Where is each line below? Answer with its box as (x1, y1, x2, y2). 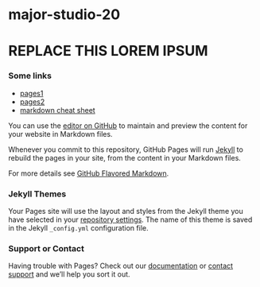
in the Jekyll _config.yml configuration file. (8, 223, 149, 232)
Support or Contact (8, 242, 85, 254)
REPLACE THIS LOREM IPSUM (8, 42, 208, 60)
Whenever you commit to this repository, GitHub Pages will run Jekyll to (8, 145, 244, 154)
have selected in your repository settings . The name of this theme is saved (8, 215, 253, 224)
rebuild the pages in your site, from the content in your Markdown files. (8, 153, 241, 162)
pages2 (19, 97, 45, 107)
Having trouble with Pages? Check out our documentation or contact (8, 261, 233, 271)
